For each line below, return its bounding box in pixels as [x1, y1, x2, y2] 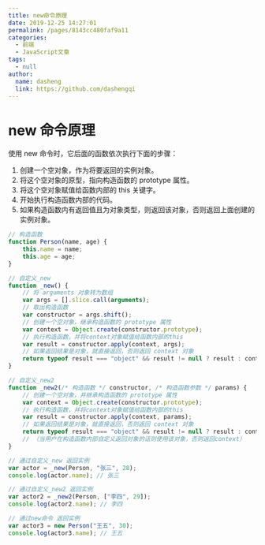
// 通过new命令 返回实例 [8, 514, 80, 523]
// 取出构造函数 [22, 304, 69, 312]
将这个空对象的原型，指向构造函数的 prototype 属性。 [19, 175, 194, 185]
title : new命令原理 [8, 11, 68, 20]
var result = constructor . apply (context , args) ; [22, 340, 185, 348]
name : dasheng [15, 77, 62, 85]
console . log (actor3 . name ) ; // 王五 [8, 529, 123, 537]
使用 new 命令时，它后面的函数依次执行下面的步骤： [8, 149, 178, 159]
